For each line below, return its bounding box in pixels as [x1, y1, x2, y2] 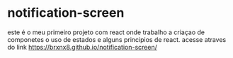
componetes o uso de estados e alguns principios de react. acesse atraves [7, 35, 227, 43]
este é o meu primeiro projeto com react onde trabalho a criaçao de [7, 28, 205, 36]
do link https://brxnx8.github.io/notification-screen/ [7, 43, 157, 51]
